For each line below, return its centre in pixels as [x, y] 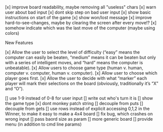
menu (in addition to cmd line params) [43, 124]
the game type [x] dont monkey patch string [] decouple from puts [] [74, 103]
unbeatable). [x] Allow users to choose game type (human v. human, [74, 68]
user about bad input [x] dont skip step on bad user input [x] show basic [78, 12]
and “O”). [14, 89]
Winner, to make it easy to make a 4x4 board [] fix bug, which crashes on [79, 114]
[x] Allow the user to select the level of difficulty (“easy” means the [72, 52]
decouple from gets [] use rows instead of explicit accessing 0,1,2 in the [78, 108]
